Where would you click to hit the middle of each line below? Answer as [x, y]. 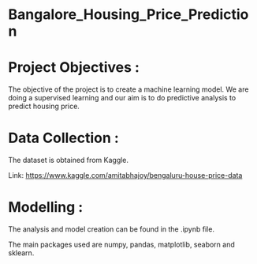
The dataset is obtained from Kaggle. [68, 160]
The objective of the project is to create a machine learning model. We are [128, 89]
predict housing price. [44, 106]
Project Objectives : [74, 68]
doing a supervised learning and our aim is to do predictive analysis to [122, 98]
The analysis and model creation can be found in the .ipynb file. [112, 229]
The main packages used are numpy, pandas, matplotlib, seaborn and [121, 244]
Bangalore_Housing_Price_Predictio [128, 15]
